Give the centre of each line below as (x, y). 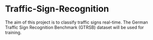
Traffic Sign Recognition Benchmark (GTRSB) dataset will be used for (75, 27)
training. (13, 32)
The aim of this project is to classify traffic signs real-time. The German (77, 22)
